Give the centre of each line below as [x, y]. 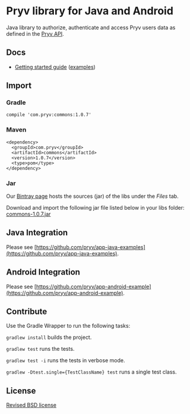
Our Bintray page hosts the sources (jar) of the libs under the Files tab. [93, 196]
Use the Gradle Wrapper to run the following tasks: [68, 326]
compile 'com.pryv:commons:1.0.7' [49, 115]
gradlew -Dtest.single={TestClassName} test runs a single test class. [91, 372]
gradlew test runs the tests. [40, 349]
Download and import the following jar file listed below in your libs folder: [96, 208]
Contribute [27, 312]
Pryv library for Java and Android [90, 11]
